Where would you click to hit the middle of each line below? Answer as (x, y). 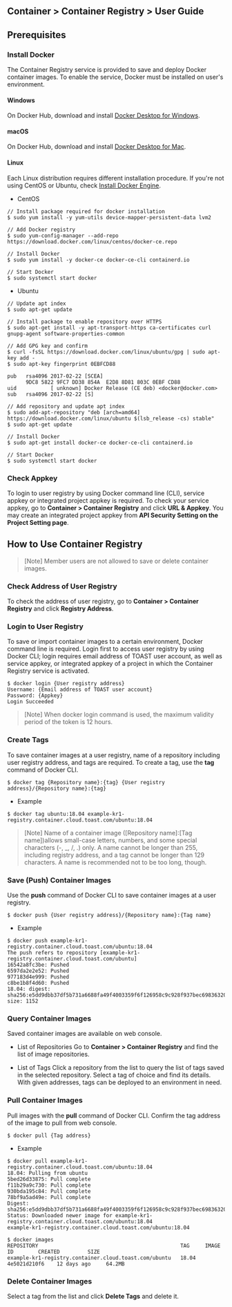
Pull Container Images (45, 1100)
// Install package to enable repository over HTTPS (85, 322)
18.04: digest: (29, 989)
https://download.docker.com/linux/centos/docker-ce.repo (92, 241)
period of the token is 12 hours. (68, 722)
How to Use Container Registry (75, 545)
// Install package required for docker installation (86, 211)
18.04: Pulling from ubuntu (48, 1173)
